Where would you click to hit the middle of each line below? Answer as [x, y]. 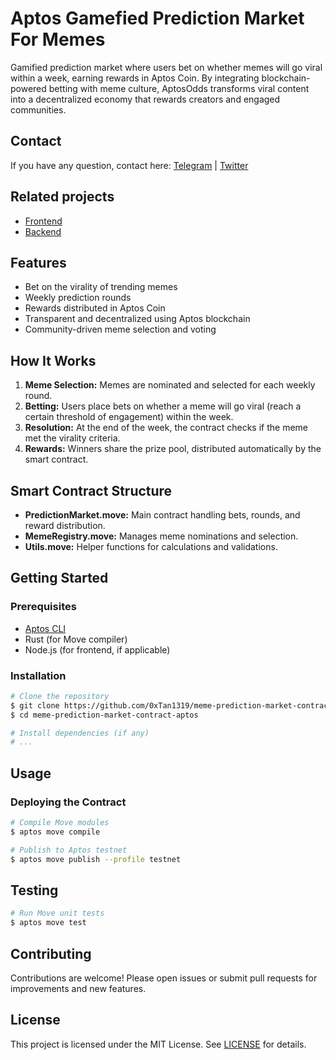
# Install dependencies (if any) [80, 733]
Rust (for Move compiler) [76, 639]
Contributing [51, 953]
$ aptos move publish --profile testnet [96, 859]
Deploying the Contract [68, 802]
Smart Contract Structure [91, 490]
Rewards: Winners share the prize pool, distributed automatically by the [173, 449]
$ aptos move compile [55, 832]
